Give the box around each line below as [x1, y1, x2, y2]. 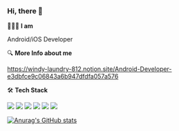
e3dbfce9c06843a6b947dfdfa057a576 [7, 72, 119, 81]
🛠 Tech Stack [7, 86, 48, 94]
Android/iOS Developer [7, 35, 73, 43]
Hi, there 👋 [7, 6, 44, 16]
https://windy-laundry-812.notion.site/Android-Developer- [7, 65, 172, 73]
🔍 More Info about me [7, 49, 73, 57]
